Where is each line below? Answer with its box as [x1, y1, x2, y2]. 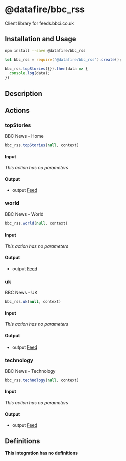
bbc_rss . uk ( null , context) [5, 299, 61, 304]
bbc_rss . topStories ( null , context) [5, 143, 79, 148]
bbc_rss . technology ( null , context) [5, 378, 79, 383]
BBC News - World [5, 211, 44, 217]
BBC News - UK [5, 290, 38, 296]
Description [5, 89, 42, 98]
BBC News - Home [5, 133, 44, 139]
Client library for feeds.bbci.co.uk [5, 20, 74, 26]
